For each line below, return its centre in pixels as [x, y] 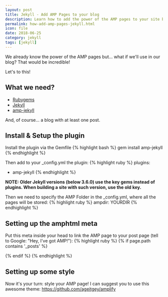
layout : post [19, 10]
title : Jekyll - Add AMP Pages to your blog [52, 15]
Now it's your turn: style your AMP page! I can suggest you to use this [77, 284]
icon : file [16, 29]
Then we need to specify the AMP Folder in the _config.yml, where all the [80, 197]
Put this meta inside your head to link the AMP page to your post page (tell [82, 235]
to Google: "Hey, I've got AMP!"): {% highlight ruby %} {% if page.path [78, 241]
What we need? [30, 87]
